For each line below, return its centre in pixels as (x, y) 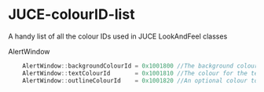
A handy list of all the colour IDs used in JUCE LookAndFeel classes (118, 36)
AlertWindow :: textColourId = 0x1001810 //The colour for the (135, 73)
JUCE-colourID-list (71, 15)
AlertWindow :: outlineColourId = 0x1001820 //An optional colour (135, 80)
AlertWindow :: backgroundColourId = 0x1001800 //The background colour (140, 66)
